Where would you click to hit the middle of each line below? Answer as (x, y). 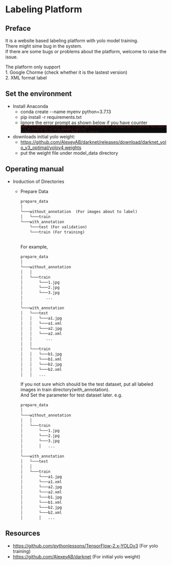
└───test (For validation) (59, 227)
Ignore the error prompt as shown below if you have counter (84, 122)
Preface (18, 28)
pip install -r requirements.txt (51, 117)
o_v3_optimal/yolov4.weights (51, 148)
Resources (23, 533)
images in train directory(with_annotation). (65, 389)
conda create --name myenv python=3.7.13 (66, 112)
